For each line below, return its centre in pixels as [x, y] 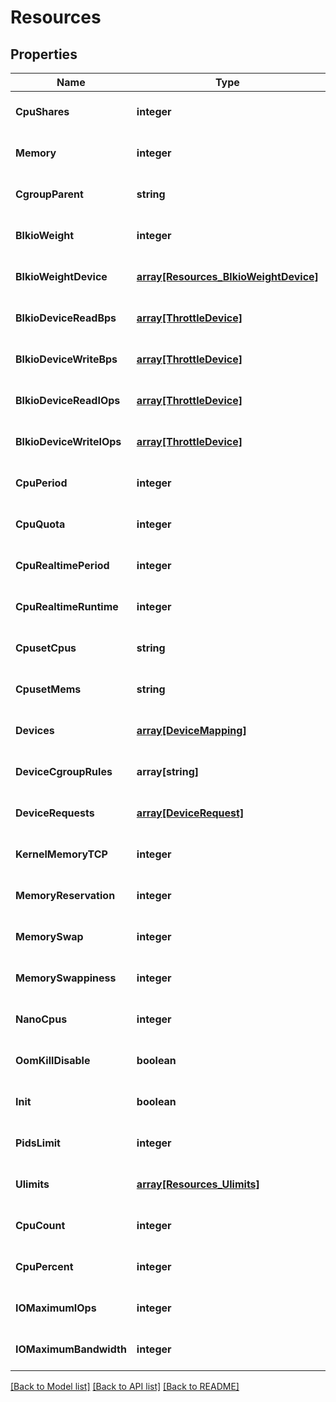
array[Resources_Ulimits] [198, 1184]
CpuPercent [44, 1266]
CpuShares [42, 111]
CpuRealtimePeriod [62, 565]
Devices [35, 730]
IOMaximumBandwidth [71, 1349]
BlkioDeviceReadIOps [68, 400]
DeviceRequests [55, 813]
